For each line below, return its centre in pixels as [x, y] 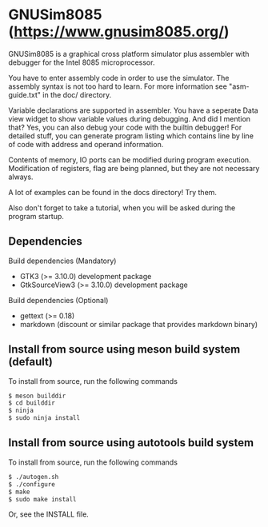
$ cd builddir [32, 403]
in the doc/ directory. [77, 94]
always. [21, 177]
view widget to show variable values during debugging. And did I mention [129, 118]
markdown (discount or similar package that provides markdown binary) [139, 324]
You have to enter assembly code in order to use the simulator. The [119, 78]
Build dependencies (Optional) [58, 300]
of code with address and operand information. [86, 144]
